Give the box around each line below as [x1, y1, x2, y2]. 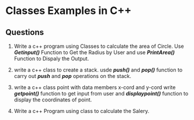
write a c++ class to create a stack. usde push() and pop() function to [13, 66, 183, 73]
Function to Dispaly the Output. [13, 55, 89, 62]
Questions [5, 27, 44, 37]
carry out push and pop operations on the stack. [13, 73, 132, 79]
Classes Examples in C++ [5, 4, 132, 17]
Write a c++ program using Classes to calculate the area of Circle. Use [13, 43, 185, 50]
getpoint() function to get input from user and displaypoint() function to [13, 90, 189, 97]
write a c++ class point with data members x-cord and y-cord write [13, 84, 176, 91]
